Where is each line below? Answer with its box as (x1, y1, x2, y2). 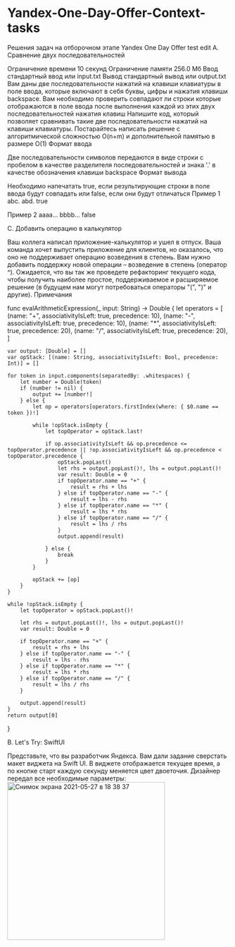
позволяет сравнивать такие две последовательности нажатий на (7, 116, 208, 125)
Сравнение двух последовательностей (7, 51, 125, 59)
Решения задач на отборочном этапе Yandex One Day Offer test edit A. (7, 43, 220, 52)
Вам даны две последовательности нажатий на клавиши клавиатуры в (7, 79, 222, 88)
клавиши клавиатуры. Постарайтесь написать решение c (7, 124, 181, 133)
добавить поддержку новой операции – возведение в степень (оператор (7, 260, 227, 269)
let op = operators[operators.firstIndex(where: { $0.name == (32, 403, 219, 410)
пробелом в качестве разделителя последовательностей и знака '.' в (7, 160, 216, 169)
